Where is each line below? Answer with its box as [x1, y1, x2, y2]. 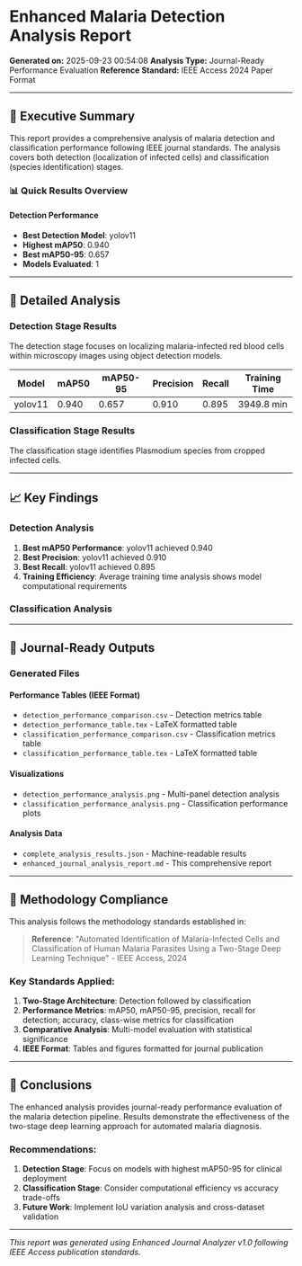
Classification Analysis [9, 602, 112, 615]
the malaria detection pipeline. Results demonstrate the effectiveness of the [9, 1110, 290, 1121]
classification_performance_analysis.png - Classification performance [22, 798, 289, 808]
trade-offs [22, 1191, 60, 1202]
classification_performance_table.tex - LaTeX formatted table [22, 748, 258, 759]
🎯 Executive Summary [9, 109, 136, 124]
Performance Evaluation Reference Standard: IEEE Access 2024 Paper [9, 65, 274, 76]
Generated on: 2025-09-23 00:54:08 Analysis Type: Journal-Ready [9, 55, 265, 66]
